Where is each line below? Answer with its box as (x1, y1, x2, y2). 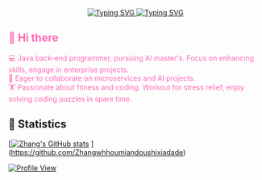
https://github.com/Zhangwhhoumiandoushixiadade (10, 147, 184, 157)
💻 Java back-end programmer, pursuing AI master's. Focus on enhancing (8, 52, 255, 63)
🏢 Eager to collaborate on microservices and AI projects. (8, 73, 196, 83)
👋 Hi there (8, 31, 59, 45)
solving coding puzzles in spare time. (8, 94, 132, 103)
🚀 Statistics (8, 117, 67, 132)
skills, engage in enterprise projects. (8, 65, 129, 74)
